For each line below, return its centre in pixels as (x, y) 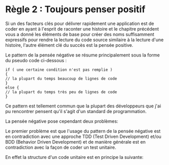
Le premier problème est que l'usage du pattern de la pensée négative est (83, 131)
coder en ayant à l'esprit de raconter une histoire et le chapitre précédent (82, 29)
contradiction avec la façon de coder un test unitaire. (61, 147)
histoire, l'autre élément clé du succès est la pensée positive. (69, 45)
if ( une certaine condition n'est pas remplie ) (59, 70)
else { (12, 88)
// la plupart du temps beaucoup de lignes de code (61, 78)
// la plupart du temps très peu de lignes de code (61, 92)
